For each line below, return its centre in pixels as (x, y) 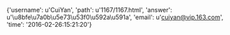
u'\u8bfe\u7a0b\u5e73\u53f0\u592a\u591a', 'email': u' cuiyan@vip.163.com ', (115, 17)
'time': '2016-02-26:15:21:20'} (49, 24)
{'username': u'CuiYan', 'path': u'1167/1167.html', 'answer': (89, 10)
